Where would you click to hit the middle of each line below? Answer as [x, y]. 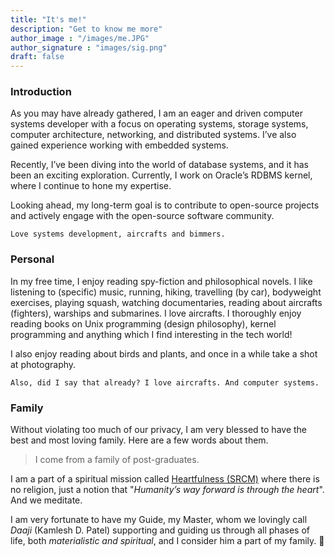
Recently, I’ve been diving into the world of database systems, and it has [159, 165]
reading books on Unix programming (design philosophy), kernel [143, 323]
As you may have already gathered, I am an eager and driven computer [156, 113]
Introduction [41, 92]
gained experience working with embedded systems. [119, 145]
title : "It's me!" [48, 19]
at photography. [43, 364]
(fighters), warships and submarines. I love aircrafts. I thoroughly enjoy [156, 313]
